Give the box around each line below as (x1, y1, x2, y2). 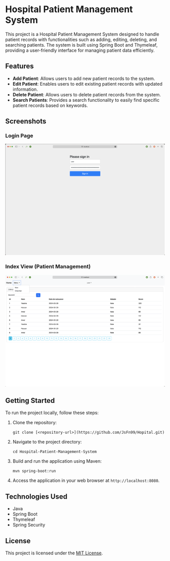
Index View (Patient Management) (5, 263, 91, 270)
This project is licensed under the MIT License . (5, 550, 103, 556)
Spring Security (12, 522, 46, 528)
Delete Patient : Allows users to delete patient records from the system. (12, 91, 161, 97)
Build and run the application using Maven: (12, 458, 102, 464)
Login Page (5, 132, 34, 139)
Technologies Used (5, 492, 67, 501)
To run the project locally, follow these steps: (5, 409, 99, 416)
